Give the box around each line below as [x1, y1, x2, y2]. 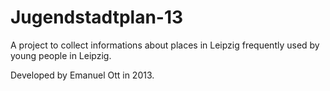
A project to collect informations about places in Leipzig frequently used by [10, 39, 320, 51]
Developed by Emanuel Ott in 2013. [10, 69, 155, 81]
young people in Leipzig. [10, 49, 112, 61]
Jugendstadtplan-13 [10, 6, 184, 29]
